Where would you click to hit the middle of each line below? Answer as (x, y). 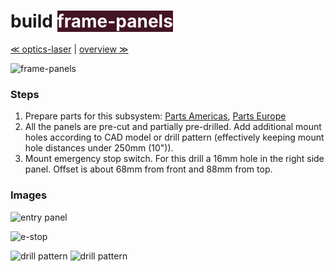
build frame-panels (91, 21)
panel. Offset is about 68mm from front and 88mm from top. (148, 169)
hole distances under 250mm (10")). (99, 148)
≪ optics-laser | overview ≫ (69, 49)
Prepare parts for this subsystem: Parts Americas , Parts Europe (155, 116)
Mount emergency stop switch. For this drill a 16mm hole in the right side (174, 159)
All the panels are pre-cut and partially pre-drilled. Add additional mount (173, 127)
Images (29, 195)
